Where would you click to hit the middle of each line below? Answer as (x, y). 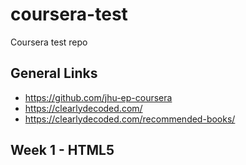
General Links (54, 73)
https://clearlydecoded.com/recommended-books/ (130, 119)
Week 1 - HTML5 (62, 150)
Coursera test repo (49, 42)
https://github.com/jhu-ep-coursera (98, 97)
